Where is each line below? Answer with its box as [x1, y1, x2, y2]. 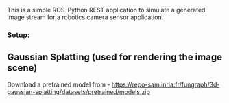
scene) [7, 62, 38, 74]
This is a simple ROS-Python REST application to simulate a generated [7, 6, 206, 14]
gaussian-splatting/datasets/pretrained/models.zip [7, 87, 151, 95]
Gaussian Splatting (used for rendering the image [7, 51, 223, 63]
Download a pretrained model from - [7, 80, 110, 89]
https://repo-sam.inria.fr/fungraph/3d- [111, 80, 220, 89]
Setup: [7, 30, 30, 40]
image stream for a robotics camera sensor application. [7, 13, 164, 21]
